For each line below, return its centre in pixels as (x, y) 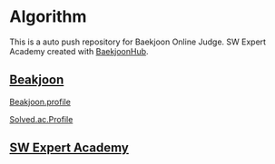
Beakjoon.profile (40, 101)
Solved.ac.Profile (41, 119)
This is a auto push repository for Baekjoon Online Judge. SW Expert (137, 42)
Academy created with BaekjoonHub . (79, 51)
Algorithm (48, 17)
